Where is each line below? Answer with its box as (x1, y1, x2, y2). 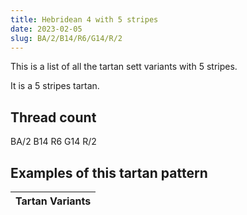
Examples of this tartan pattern (10, 164, 208, 181)
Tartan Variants (15, 194, 92, 208)
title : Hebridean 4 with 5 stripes (10, 14, 159, 25)
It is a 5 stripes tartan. (10, 80, 100, 92)
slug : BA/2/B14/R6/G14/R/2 (10, 33, 123, 43)
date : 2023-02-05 (10, 24, 83, 34)
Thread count (10, 109, 97, 126)
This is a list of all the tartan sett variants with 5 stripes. (10, 61, 238, 73)
